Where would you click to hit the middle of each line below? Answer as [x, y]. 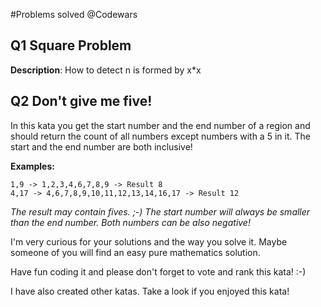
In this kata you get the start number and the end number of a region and [160, 125]
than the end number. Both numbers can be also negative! [130, 222]
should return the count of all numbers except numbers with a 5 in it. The [160, 136]
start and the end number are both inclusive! [101, 146]
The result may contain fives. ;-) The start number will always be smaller [160, 211]
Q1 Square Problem [71, 45]
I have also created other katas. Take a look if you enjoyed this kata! [150, 291]
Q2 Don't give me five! [81, 101]
